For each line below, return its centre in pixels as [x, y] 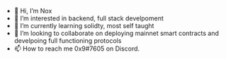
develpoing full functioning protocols [68, 41]
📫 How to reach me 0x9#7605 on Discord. [77, 48]
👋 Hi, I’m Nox [33, 11]
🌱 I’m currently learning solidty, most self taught [84, 26]
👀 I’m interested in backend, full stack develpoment [89, 18]
